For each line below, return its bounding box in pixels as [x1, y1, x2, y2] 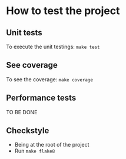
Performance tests [6, 93, 77, 103]
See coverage [6, 60, 58, 70]
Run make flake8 [14, 147, 55, 154]
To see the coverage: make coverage [6, 75, 93, 83]
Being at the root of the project [14, 141, 89, 148]
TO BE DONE [6, 108, 38, 115]
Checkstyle [6, 125, 49, 136]
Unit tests [6, 28, 42, 38]
